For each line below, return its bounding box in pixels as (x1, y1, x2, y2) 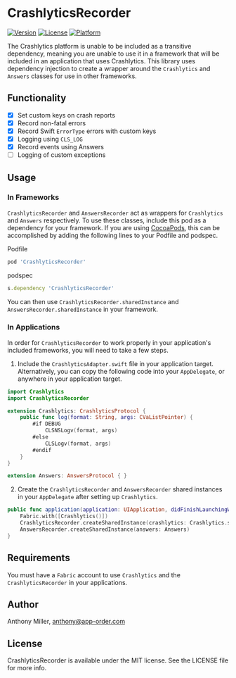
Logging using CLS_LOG (17, 134, 83, 143)
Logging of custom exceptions (17, 151, 106, 159)
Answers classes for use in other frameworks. (7, 72, 137, 80)
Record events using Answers (17, 143, 104, 151)
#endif (32, 446, 52, 453)
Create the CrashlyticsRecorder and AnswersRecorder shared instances (17, 485, 223, 494)
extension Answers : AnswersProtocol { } (7, 472, 128, 479)
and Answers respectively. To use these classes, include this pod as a (7, 216, 206, 225)
